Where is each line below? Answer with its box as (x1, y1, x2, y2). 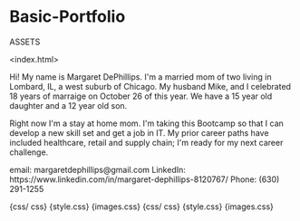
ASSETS (9, 36, 41, 47)
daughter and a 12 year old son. (9, 100, 128, 110)
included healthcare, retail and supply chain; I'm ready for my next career (9, 137, 284, 148)
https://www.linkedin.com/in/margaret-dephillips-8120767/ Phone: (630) (9, 174, 280, 185)
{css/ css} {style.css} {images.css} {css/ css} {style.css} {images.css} (9, 201, 275, 212)
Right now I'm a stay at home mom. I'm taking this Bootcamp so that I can (9, 118, 284, 129)
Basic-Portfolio (9, 6, 126, 27)
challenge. (9, 147, 49, 158)
